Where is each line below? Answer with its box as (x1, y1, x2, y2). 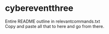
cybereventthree (5, 3, 74, 14)
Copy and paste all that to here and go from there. (5, 23, 105, 29)
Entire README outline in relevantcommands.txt (5, 18, 100, 24)
